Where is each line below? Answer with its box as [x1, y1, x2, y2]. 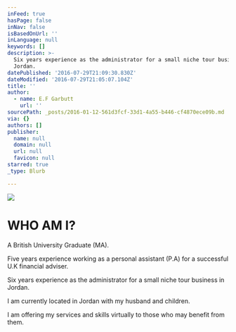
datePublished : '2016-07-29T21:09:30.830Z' [7, 69, 137, 76]
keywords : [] [7, 43, 46, 50]
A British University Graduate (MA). [7, 240, 110, 249]
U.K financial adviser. [7, 262, 69, 270]
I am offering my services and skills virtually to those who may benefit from [7, 310, 225, 319]
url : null [13, 148, 42, 155]
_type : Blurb [7, 167, 46, 175]
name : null [13, 135, 46, 142]
